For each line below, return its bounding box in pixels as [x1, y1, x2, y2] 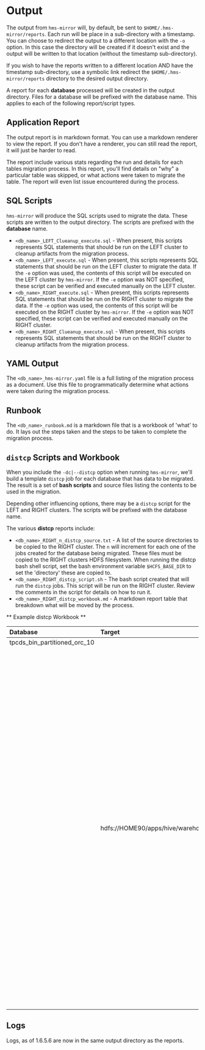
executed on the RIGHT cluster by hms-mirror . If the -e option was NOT [15, 308, 194, 316]
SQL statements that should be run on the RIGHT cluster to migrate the [15, 295, 193, 303]
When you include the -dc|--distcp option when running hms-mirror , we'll [6, 468, 193, 476]
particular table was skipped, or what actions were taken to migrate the [6, 171, 185, 179]
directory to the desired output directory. [46, 75, 148, 82]
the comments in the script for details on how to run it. [15, 588, 152, 596]
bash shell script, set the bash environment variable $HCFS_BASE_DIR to [15, 563, 192, 569]
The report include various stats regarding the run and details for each [6, 158, 183, 166]
